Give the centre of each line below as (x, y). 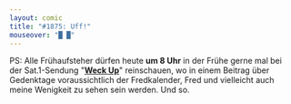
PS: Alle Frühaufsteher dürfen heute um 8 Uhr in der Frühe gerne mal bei (145, 61)
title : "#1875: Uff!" (50, 26)
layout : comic (36, 18)
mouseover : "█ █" (42, 35)
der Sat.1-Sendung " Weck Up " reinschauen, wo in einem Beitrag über (140, 70)
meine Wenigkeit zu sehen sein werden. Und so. (100, 90)
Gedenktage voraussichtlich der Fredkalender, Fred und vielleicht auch (142, 80)
